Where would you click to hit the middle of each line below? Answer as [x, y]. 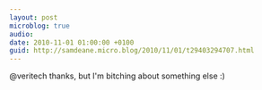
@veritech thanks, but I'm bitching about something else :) [118, 76]
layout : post [34, 17]
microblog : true [39, 26]
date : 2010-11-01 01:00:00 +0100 [72, 42]
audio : [22, 34]
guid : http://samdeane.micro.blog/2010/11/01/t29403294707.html [132, 51]
